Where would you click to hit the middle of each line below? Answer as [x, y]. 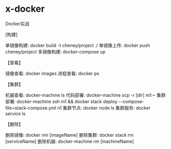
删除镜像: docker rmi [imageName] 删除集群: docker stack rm [69, 135]
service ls [16, 113]
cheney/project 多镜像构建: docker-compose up [55, 52]
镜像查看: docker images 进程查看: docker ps [52, 73]
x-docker [25, 9]
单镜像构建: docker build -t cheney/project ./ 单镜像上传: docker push [78, 45]
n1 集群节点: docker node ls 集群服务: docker [104, 108]
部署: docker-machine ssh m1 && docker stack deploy [62, 101]
